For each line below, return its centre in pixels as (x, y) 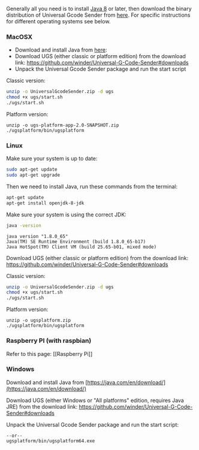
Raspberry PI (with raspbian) (49, 341)
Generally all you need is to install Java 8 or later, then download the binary (99, 9)
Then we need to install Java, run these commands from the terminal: (92, 186)
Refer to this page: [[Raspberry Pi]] (49, 354)
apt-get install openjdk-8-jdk (45, 203)
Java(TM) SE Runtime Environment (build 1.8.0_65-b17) (76, 241)
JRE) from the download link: (42, 406)
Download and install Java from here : (61, 50)
